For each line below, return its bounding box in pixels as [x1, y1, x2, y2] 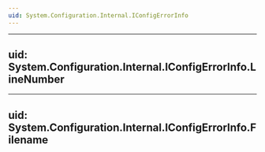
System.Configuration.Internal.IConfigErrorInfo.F [8, 120, 257, 134]
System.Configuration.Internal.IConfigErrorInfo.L [8, 61, 256, 74]
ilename [8, 133, 49, 146]
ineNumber [8, 72, 65, 87]
